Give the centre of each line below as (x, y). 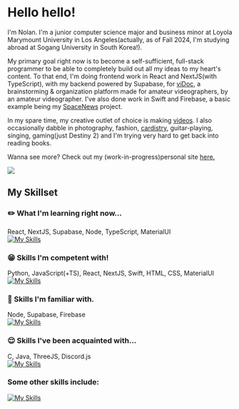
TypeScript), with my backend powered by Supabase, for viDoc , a (104, 83)
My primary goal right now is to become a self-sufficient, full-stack (106, 61)
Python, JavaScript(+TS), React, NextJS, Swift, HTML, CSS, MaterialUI (111, 273)
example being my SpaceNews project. (65, 106)
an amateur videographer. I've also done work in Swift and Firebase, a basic (119, 99)
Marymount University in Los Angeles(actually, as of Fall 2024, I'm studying (118, 39)
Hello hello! (42, 12)
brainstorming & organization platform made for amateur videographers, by (118, 91)
